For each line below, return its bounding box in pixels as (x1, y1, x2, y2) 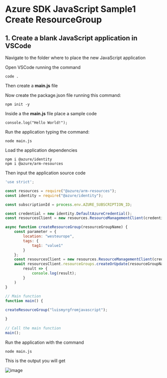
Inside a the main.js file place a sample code (5, 111, 97, 116)
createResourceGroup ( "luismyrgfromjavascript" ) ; (5, 307, 108, 312)
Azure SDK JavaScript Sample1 (5, 3, 136, 15)
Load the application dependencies (5, 148, 78, 153)
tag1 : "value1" (31, 243, 64, 248)
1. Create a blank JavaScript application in (5, 34, 138, 42)
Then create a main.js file (5, 83, 58, 88)
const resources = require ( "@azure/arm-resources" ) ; (5, 188, 117, 193)
